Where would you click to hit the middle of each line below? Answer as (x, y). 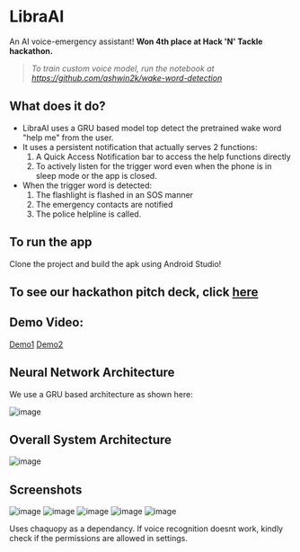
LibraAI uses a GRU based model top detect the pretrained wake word (152, 128)
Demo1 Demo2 (36, 344)
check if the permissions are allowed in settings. (99, 539)
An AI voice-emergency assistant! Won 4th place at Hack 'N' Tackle (136, 41)
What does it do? (57, 107)
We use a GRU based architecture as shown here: (101, 394)
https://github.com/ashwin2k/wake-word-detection (127, 77)
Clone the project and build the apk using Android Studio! (115, 263)
